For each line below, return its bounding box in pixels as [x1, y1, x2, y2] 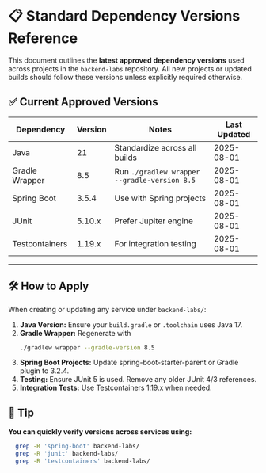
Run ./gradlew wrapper [114, 166, 200, 177]
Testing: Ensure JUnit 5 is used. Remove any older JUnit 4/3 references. [19, 375, 257, 384]
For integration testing [114, 238, 196, 249]
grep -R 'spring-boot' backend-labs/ [15, 442, 140, 451]
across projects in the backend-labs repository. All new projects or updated [8, 63, 252, 73]
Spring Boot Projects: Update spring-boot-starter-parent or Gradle [19, 358, 239, 368]
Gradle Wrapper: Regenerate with [19, 328, 131, 338]
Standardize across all [114, 142, 197, 153]
